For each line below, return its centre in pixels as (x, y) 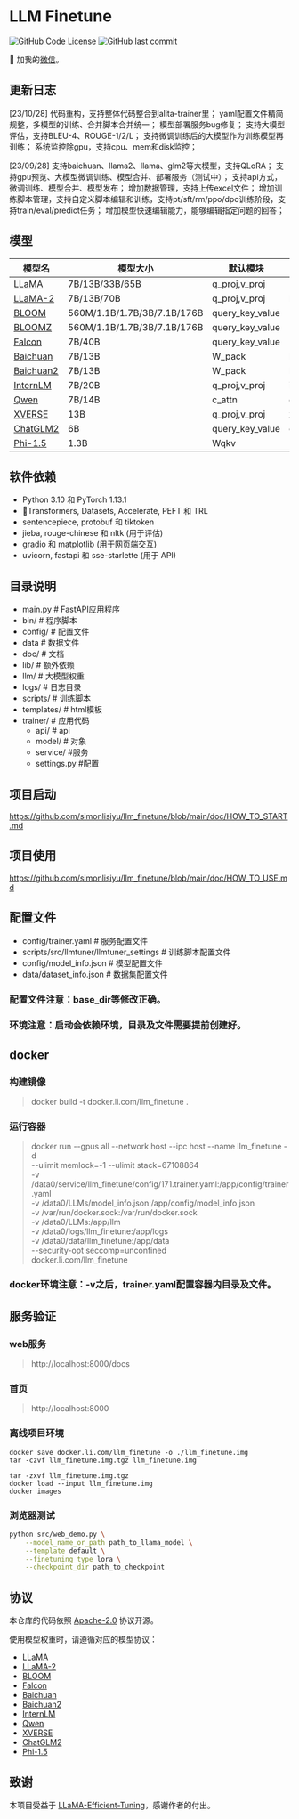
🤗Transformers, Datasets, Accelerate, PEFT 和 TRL (115, 511)
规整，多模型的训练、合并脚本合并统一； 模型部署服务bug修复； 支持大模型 (147, 124)
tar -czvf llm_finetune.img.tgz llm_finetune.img (103, 1460)
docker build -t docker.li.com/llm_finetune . (109, 1102)
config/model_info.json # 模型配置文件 (92, 962)
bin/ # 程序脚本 (49, 621)
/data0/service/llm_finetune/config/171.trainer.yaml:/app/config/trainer (160, 1184)
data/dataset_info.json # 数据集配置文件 (95, 974)
